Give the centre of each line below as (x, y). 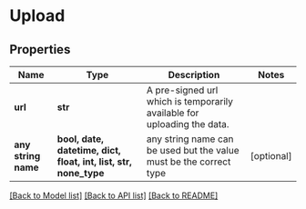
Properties (40, 50)
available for (173, 113)
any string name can (190, 139)
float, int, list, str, (94, 162)
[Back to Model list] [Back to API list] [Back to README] (114, 195)
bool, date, (81, 139)
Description (194, 75)
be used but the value (193, 150)
